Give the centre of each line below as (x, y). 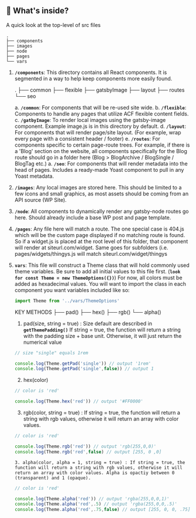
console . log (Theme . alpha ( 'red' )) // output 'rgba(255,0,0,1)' (92, 499)
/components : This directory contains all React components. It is (91, 72)
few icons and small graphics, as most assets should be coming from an (102, 194)
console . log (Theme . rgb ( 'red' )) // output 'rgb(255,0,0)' (85, 446)
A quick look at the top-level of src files (54, 25)
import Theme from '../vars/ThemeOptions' (67, 301)
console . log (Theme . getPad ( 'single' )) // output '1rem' (83, 363)
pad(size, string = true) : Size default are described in (87, 323)
